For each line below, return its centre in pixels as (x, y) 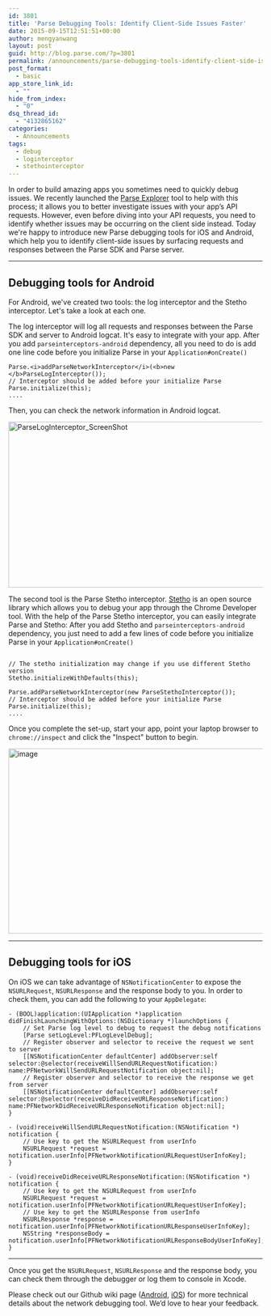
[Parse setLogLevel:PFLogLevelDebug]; (88, 1035)
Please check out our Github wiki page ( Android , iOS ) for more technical (128, 1294)
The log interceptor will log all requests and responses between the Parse (131, 326)
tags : (17, 144)
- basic (29, 76)
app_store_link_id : (41, 83)
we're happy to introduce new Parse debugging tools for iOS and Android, (131, 232)
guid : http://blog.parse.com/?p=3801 (72, 53)
